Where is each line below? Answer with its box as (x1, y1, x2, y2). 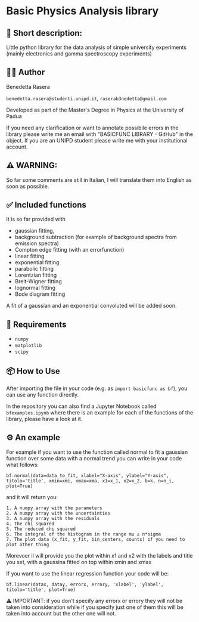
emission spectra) (14, 240, 60, 247)
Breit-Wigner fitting (14, 278, 62, 285)
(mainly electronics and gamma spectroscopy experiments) (6, 50, 152, 57)
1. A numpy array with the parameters (6, 505, 102, 511)
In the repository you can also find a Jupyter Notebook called (6, 403, 157, 410)
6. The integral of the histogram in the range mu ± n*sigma (6, 531, 161, 537)
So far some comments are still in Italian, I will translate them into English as (6, 176, 192, 183)
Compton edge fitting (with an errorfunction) (14, 246, 125, 253)
